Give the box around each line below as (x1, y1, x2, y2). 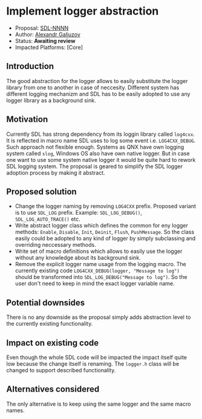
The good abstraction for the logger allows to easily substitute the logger (6, 77, 188, 84)
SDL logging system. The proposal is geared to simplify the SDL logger (6, 163, 183, 170)
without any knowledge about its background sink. (15, 254, 141, 261)
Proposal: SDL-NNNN (15, 24, 69, 32)
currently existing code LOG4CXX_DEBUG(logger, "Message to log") (15, 267, 180, 274)
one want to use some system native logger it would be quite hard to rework (6, 156, 196, 163)
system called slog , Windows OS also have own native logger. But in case (6, 150, 190, 157)
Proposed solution (6, 186, 77, 196)
